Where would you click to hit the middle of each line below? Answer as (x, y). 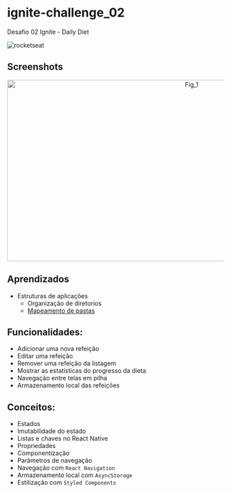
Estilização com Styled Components (67, 483)
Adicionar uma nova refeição (58, 349)
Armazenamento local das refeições (68, 385)
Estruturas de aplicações (52, 296)
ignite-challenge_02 (66, 13)
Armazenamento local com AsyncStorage (74, 475)
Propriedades (37, 446)
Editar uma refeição (45, 356)
